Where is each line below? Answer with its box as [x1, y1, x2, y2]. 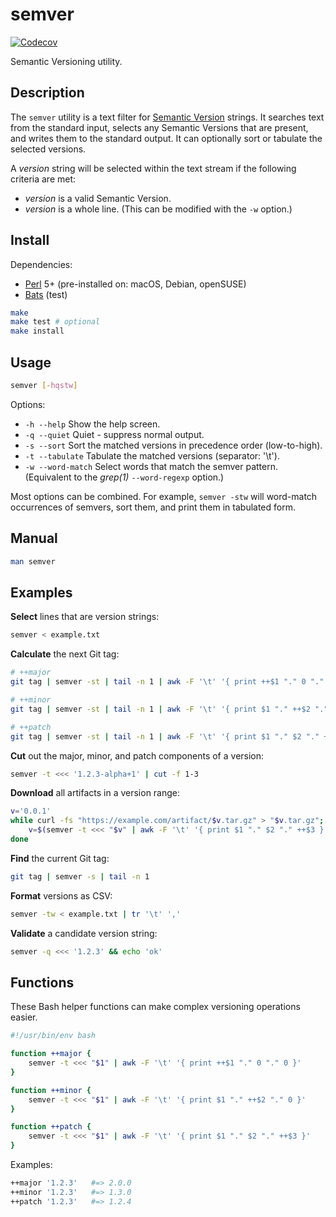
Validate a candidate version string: [10, 927, 158, 939]
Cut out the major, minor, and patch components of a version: [10, 749, 265, 762]
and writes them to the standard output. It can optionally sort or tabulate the [10, 132, 323, 144]
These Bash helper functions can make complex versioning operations [10, 1001, 301, 1013]
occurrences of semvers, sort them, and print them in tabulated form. [10, 501, 296, 513]
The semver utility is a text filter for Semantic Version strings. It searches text [10, 111, 325, 123]
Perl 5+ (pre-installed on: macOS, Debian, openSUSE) [24, 278, 247, 290]
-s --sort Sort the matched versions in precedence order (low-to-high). [24, 439, 323, 451]
